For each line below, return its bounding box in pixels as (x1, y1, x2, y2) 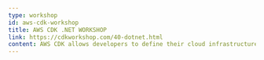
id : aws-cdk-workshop (8, 19, 79, 26)
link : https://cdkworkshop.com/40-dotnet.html (8, 33, 163, 41)
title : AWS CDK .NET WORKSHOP (8, 26, 108, 34)
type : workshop (8, 11, 58, 19)
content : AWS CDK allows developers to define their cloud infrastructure (8, 41, 258, 48)
